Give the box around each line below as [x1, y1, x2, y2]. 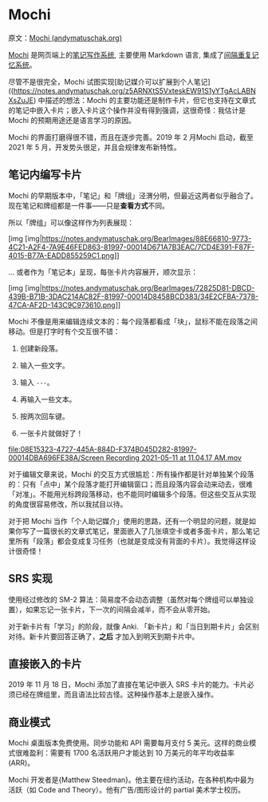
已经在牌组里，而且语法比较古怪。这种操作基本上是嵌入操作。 [14, 689, 218, 700]
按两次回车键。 [19, 411, 69, 421]
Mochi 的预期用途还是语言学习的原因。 [8, 115, 136, 125]
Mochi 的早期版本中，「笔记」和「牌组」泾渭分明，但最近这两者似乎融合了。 [8, 190, 258, 200]
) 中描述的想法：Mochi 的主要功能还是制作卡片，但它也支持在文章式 [33, 95, 257, 105]
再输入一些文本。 [19, 394, 77, 404]
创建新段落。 [19, 343, 62, 353]
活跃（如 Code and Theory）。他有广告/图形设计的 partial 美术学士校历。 [8, 785, 246, 795]
